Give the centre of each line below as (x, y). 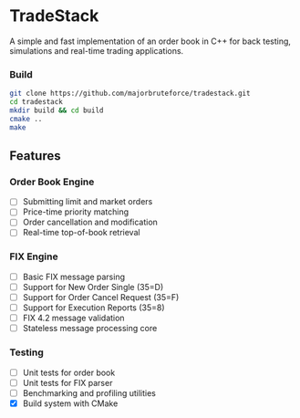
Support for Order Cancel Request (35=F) (101, 297)
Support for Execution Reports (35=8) (94, 308)
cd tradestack (36, 102)
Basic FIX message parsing (74, 277)
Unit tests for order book (69, 372)
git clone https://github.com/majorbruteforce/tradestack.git (130, 94)
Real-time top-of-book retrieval (81, 233)
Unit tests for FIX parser (67, 382)
